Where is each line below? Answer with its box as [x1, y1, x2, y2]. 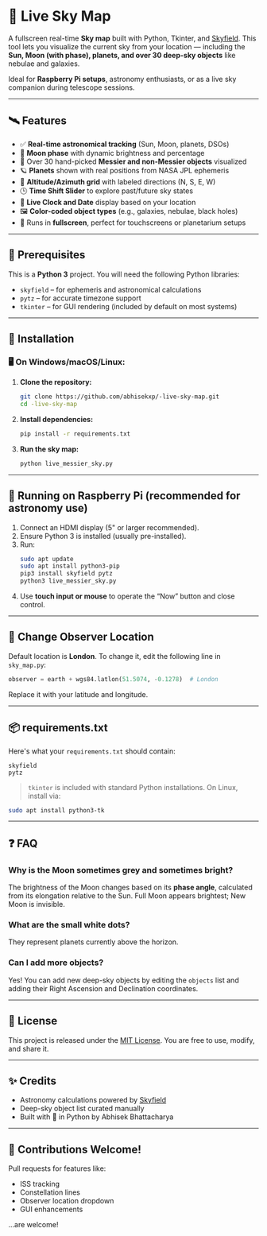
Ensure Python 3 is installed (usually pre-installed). [19, 531, 187, 541]
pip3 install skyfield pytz [19, 570, 113, 578]
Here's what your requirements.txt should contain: [8, 746, 176, 756]
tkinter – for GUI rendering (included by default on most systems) [19, 301, 238, 311]
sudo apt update [19, 555, 74, 563]
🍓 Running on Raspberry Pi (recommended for [8, 489, 241, 503]
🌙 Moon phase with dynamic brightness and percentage [19, 148, 205, 157]
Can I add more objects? [8, 957, 104, 968]
